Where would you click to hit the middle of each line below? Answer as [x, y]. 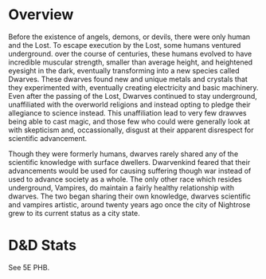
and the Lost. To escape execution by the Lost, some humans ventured [125, 45]
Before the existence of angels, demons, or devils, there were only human [129, 37]
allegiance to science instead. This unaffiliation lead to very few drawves [127, 112]
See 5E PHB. [29, 267]
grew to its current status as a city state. [74, 213]
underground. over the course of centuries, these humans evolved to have [130, 53]
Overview [41, 15]
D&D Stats [43, 246]
